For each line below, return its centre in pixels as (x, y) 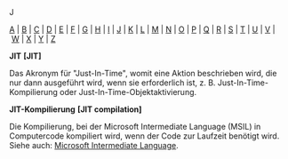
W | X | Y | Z (33, 39)
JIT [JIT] (25, 56)
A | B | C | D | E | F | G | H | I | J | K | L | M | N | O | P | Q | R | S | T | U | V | (142, 29)
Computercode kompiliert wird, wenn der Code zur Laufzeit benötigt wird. (144, 136)
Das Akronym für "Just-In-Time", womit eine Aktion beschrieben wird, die (143, 73)
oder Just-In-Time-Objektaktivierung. (128, 92)
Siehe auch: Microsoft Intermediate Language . (94, 145)
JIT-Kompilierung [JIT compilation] (76, 109)
